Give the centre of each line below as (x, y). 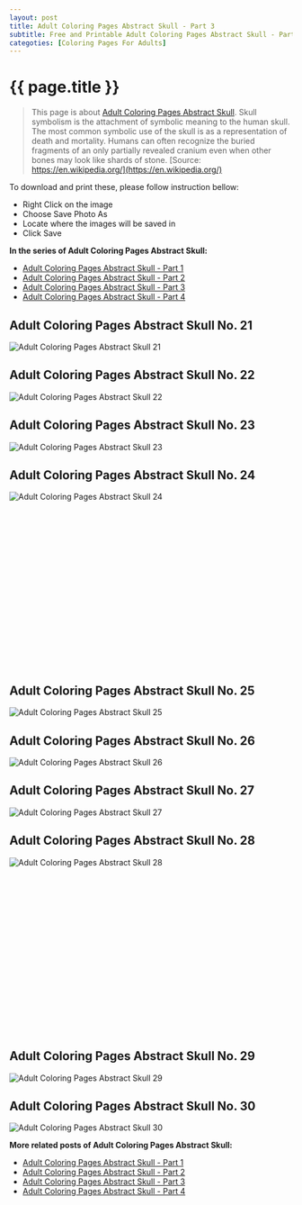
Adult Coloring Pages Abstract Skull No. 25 (132, 690)
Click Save (42, 233)
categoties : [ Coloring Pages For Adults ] (88, 43)
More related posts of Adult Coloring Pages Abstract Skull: (121, 1146)
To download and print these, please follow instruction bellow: (124, 187)
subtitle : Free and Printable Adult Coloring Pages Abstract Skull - (142, 34)
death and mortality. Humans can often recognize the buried (143, 141)
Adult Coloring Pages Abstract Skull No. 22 (132, 375)
